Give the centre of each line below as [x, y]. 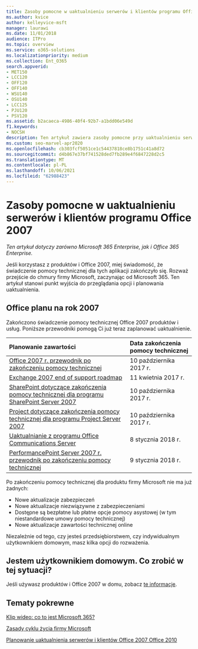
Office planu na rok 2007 [52, 308]
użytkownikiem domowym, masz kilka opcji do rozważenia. [78, 542]
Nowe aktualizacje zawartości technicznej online [74, 525]
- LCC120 [17, 77]
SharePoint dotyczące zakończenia [58, 387]
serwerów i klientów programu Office [99, 218]
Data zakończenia [155, 343]
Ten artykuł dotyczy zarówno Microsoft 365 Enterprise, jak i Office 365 [93, 247]
